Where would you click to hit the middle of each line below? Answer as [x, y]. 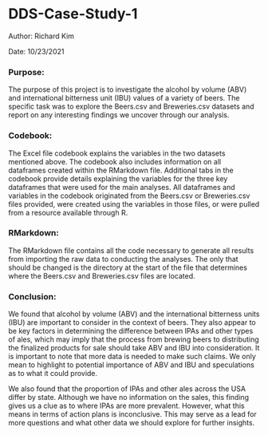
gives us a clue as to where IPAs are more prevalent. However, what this [126, 406]
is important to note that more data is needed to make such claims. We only [132, 357]
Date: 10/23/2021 [36, 51]
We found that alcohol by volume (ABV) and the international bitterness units [134, 314]
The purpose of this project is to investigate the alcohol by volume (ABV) [128, 89]
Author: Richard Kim [41, 36]
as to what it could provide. [53, 374]
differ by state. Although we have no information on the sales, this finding [129, 397]
